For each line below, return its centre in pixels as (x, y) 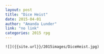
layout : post (19, 10)
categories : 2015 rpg (28, 33)
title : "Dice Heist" (27, 14)
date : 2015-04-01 (23, 19)
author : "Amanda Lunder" (31, 24)
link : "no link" (22, 28)
